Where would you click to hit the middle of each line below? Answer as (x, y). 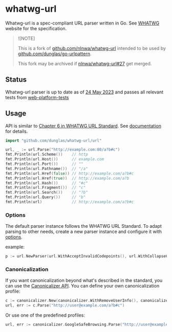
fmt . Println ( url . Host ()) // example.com (55, 159)
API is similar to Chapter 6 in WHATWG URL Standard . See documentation (83, 126)
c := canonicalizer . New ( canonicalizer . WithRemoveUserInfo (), (72, 301)
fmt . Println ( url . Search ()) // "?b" (47, 193)
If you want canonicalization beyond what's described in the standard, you (84, 280)
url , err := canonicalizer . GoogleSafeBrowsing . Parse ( (64, 325)
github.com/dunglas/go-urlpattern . (55, 54)
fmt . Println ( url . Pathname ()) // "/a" (47, 169)
